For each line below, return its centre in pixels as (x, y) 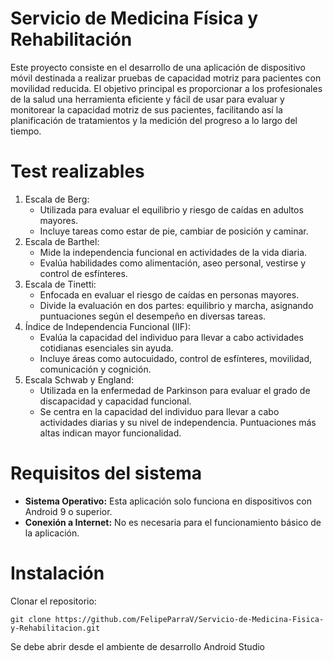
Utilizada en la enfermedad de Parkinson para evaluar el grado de (175, 390)
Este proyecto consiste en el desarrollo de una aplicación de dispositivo (158, 67)
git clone (31, 619)
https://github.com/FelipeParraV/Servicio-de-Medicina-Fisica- (189, 619)
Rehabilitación (71, 39)
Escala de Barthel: (62, 241)
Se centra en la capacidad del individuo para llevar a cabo (159, 411)
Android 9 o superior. (68, 511)
